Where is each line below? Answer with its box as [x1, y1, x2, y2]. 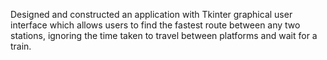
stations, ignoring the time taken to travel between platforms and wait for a [10, 30, 318, 41]
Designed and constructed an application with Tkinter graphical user [10, 9, 293, 20]
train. [10, 40, 32, 52]
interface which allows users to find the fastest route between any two [10, 19, 301, 31]
